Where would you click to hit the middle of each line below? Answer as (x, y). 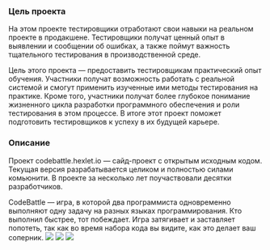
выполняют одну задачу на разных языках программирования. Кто (125, 210)
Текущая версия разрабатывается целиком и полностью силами (121, 169)
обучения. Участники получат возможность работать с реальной (122, 79)
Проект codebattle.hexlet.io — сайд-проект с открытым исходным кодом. (135, 160)
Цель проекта (37, 11)
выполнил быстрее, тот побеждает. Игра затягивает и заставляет (122, 219)
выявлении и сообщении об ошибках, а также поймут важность (119, 46)
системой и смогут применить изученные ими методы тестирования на (133, 87)
